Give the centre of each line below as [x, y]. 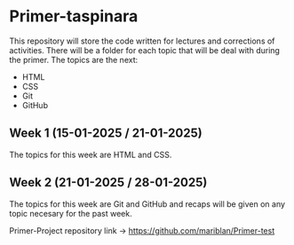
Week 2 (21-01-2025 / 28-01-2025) [108, 182]
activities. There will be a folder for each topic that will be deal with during [144, 50]
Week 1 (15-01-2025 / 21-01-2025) [106, 134]
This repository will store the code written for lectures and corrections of [142, 41]
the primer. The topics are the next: [74, 59]
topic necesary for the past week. [71, 213]
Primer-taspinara [74, 16]
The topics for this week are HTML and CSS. [91, 154]
